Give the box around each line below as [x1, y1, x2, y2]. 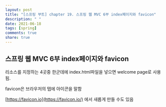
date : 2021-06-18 [5, 21, 41, 26]
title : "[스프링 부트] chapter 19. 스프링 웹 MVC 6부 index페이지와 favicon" [5, 12, 156, 17]
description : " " [5, 16, 41, 21]
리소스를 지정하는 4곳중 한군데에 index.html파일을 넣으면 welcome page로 [5, 69, 152, 75]
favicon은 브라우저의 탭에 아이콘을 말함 [5, 86, 82, 92]
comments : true [5, 30, 37, 35]
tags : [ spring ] [5, 26, 37, 31]
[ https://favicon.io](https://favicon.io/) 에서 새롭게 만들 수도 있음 [5, 96, 134, 102]
